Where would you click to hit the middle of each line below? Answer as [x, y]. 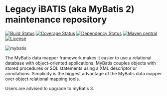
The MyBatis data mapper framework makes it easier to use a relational [78, 57]
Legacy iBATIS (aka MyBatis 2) [70, 9]
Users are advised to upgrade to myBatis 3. [50, 88]
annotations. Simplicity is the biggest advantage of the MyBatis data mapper [83, 73]
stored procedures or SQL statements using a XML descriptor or [71, 68]
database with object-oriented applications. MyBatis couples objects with [81, 63]
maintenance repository [56, 20]
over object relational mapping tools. [43, 79]
